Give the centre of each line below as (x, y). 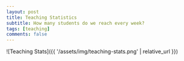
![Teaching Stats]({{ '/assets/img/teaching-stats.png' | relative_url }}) (92, 51)
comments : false (27, 34)
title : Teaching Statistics (42, 18)
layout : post (23, 12)
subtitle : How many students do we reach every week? (76, 23)
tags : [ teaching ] (28, 29)
